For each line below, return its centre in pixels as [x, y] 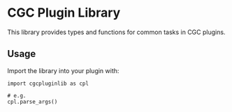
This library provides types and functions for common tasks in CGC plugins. [116, 32]
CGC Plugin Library [64, 13]
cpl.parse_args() [32, 102]
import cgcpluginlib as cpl [48, 83]
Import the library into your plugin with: [63, 70]
